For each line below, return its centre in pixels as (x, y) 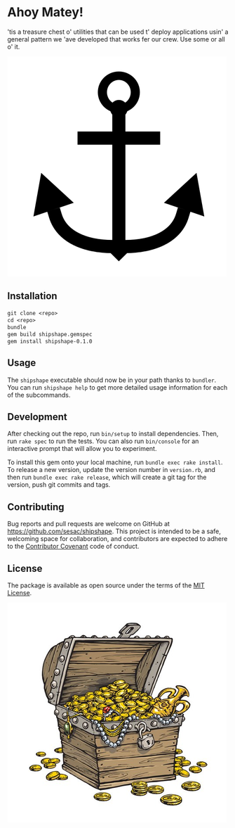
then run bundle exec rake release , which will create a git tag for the (107, 477)
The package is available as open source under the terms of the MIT (106, 585)
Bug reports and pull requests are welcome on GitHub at (89, 524)
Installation (32, 296)
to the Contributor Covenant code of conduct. (73, 547)
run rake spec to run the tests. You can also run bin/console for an (103, 441)
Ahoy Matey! (46, 12)
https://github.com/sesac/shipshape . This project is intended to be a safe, (114, 531)
